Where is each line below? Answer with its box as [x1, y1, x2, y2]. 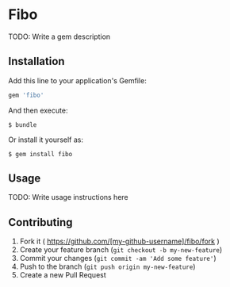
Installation [8, 55, 65, 68]
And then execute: [8, 105, 68, 115]
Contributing [8, 216, 73, 229]
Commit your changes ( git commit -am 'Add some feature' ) [19, 254, 217, 263]
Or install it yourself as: [8, 135, 83, 144]
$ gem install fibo [8, 150, 73, 158]
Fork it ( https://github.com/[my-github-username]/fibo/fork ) [19, 236, 220, 247]
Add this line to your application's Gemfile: [8, 75, 147, 85]
